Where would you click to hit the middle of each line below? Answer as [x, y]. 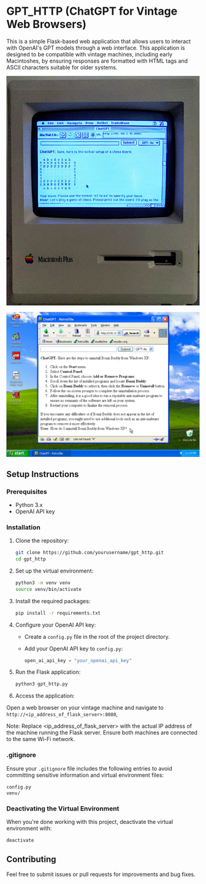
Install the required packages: [53, 601]
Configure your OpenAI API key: [55, 625]
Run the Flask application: [48, 672]
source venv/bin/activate [48, 589]
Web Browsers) [47, 24]
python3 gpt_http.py [41, 684]
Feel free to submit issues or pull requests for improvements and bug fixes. [101, 874]
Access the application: [45, 696]
